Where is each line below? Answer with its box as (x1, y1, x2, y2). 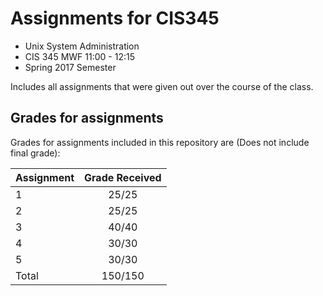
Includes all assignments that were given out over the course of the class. (10, 80, 314, 92)
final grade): (10, 147, 61, 159)
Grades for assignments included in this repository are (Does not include (10, 136, 310, 148)
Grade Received (84, 170, 162, 184)
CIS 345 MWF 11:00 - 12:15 (24, 50, 135, 62)
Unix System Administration (24, 40, 140, 52)
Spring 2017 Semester (24, 61, 117, 73)
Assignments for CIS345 (10, 7, 220, 30)
